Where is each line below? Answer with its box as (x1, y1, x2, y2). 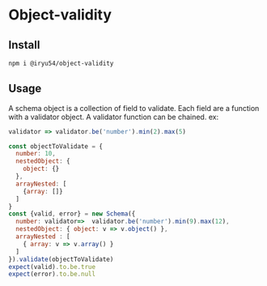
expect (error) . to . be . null (8, 270, 95, 279)
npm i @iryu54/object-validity (8, 59, 114, 67)
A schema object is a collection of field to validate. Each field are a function (8, 103, 260, 113)
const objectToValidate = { (8, 142, 104, 151)
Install (8, 38, 40, 52)
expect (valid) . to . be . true (8, 263, 95, 271)
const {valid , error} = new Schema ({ (8, 210, 136, 218)
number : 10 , (15, 150, 57, 158)
